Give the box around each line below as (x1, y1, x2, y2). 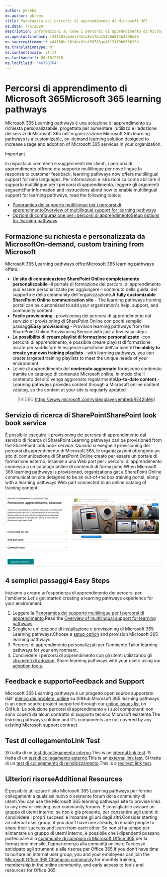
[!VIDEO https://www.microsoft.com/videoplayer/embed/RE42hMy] (17, 396, 155, 402)
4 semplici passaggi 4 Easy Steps (5, 577, 110, 585)
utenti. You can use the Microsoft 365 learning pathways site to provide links (5, 798, 161, 804)
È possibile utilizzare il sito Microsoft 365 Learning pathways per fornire (5, 788, 152, 793)
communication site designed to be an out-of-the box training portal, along (5, 474, 158, 480)
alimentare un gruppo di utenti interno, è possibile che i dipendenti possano (5, 830, 160, 836)
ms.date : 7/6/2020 (5, 24, 43, 29)
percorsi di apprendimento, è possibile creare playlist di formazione (12, 339, 151, 345)
